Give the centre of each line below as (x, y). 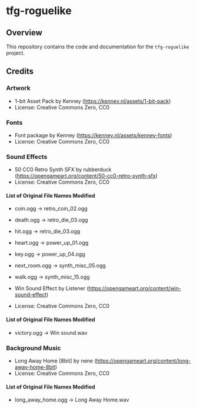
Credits (20, 72)
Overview (24, 33)
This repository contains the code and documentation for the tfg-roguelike (98, 46)
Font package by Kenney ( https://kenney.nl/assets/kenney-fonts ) (93, 135)
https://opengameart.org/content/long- (143, 361)
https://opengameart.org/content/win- (135, 288)
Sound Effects (27, 157)
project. (16, 53)
